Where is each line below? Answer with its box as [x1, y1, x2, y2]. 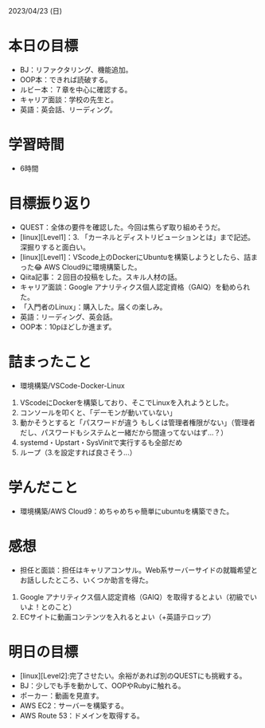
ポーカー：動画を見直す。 [19, 691, 103, 700]
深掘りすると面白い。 [19, 242, 90, 252]
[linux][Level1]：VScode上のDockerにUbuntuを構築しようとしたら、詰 [19, 252, 251, 262]
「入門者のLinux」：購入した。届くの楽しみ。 [19, 301, 167, 312]
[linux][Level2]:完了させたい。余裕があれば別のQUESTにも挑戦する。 [19, 671, 247, 680]
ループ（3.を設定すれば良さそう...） [19, 447, 137, 457]
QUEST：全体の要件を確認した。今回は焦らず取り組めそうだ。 [19, 222, 225, 232]
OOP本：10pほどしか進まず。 [19, 321, 116, 332]
